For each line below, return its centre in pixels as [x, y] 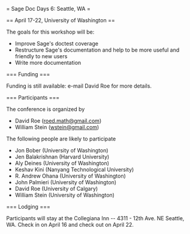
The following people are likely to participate [61, 139]
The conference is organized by [46, 109]
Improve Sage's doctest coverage [57, 43]
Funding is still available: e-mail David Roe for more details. [79, 86]
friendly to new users [41, 56]
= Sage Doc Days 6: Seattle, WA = [49, 9]
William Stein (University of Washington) [65, 195]
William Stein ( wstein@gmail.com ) [57, 127]
